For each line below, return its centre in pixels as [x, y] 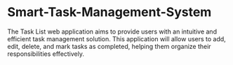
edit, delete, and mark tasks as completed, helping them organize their [109, 46]
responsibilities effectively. [46, 54]
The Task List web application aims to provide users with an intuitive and [112, 31]
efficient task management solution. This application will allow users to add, [116, 38]
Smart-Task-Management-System [109, 12]
